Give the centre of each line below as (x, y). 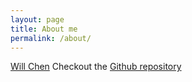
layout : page (37, 19)
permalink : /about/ (51, 38)
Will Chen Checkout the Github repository (96, 67)
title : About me (44, 29)
